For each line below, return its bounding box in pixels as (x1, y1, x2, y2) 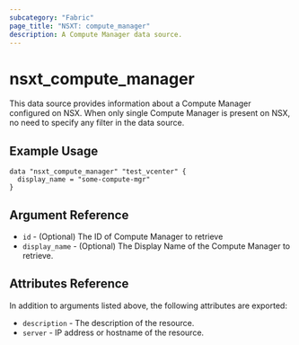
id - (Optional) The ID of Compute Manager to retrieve (22, 231, 224, 242)
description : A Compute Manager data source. (9, 30, 182, 39)
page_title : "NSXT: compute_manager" (9, 22, 151, 31)
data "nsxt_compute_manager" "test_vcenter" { (9, 167, 187, 176)
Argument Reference (9, 208, 129, 223)
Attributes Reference (9, 276, 129, 292)
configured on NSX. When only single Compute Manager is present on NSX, (9, 108, 291, 119)
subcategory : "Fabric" (9, 13, 94, 22)
